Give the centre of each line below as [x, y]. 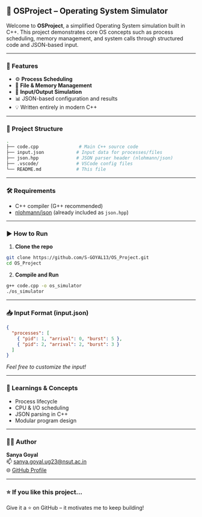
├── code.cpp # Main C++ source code [72, 147]
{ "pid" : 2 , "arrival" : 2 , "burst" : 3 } [68, 344]
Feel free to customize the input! [46, 367]
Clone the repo [34, 246]
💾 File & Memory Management [53, 85]
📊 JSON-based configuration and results [66, 99]
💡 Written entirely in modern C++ [56, 107]
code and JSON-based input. [43, 44]
